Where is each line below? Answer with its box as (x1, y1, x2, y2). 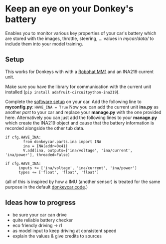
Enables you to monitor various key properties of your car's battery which (5, 30, 157, 36)
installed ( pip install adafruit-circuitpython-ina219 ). (5, 88, 120, 95)
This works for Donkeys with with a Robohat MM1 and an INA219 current (5, 68, 154, 74)
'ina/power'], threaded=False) (5, 152, 70, 157)
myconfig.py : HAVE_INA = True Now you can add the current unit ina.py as (5, 103, 159, 110)
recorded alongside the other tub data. (5, 125, 85, 131)
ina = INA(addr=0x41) (23, 143, 68, 148)
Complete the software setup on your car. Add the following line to (5, 98, 142, 104)
